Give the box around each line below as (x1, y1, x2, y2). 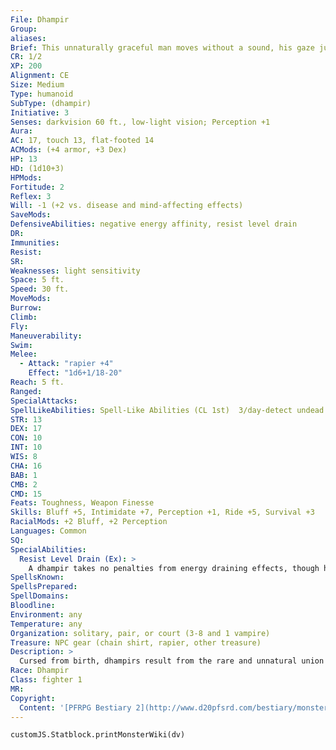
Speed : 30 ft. (10, 284, 70, 295)
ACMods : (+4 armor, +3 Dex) (10, 145, 128, 155)
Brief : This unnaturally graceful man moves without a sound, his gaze (10, 42, 315, 53)
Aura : (10, 126, 33, 136)
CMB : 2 (10, 479, 38, 490)
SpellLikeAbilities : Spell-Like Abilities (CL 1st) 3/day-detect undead (10, 405, 325, 415)
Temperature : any (10, 619, 83, 629)
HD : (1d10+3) (10, 163, 65, 173)
